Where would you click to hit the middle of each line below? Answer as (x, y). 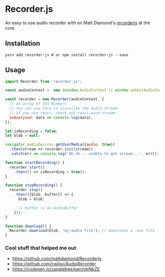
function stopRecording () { (34, 185)
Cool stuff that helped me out (41, 248)
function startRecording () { (35, 162)
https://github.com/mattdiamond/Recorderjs (57, 259)
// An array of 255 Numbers (38, 104)
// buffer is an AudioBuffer (48, 208)
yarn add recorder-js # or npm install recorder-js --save (67, 55)
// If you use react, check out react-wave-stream (62, 113)
